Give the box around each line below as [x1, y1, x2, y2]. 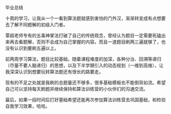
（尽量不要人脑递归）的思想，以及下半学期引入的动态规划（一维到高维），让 [5, 63, 164, 68]
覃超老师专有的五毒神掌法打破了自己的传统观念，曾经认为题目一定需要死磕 [5, 33, 161, 38]
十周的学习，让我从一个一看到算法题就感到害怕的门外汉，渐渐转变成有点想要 [5, 15, 166, 21]
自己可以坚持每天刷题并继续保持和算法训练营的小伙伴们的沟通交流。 [5, 86, 148, 92]
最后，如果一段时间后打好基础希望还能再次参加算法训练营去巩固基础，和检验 [5, 97, 166, 103]
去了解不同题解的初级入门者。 [5, 22, 68, 27]
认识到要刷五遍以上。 [14, 45, 59, 51]
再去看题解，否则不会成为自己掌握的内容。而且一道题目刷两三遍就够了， [9, 39, 161, 45]
